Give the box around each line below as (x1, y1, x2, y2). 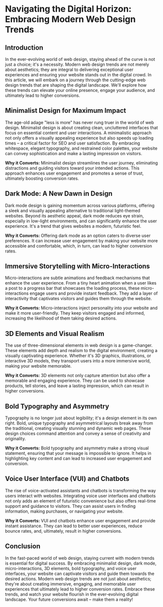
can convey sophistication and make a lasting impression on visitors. (5, 150, 142, 156)
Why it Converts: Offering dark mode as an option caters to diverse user (5, 232, 151, 238)
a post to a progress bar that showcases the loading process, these (5, 286, 140, 291)
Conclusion (5, 542, 41, 551)
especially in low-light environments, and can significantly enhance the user (5, 218, 157, 224)
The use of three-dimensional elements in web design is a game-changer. (5, 342, 153, 348)
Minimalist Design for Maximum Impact (5, 107, 126, 115)
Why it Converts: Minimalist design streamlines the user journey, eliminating (5, 160, 158, 166)
